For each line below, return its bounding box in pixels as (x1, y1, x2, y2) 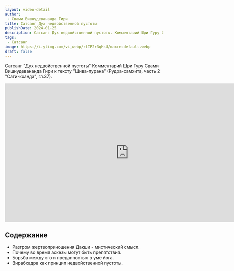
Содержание (5, 231, 48, 239)
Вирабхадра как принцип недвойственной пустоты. (12, 260, 123, 266)
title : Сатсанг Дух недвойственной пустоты (5, 21, 97, 26)
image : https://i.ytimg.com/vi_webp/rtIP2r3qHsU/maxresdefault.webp (5, 44, 151, 49)
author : (5, 12, 21, 17)
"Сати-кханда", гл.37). (5, 73, 52, 79)
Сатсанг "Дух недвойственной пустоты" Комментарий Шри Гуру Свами (5, 63, 159, 69)
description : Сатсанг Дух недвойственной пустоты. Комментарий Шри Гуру (5, 30, 160, 35)
